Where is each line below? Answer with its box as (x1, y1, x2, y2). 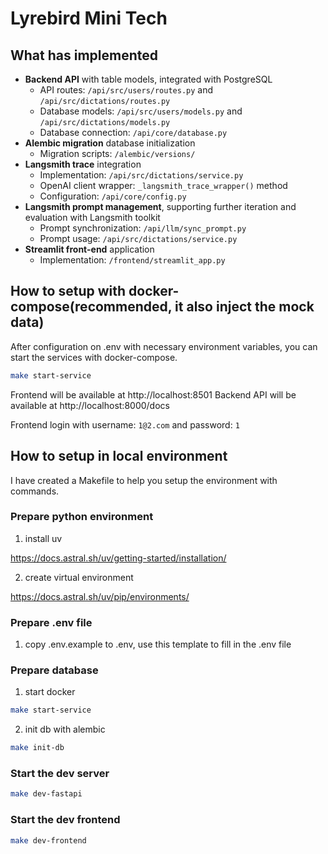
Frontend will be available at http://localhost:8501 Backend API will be (10, 388, 297, 401)
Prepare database (10, 663, 99, 677)
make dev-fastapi (10, 789, 83, 799)
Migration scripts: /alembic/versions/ (39, 148, 196, 159)
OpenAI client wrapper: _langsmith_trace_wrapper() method (39, 180, 288, 191)
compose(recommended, (10, 298, 173, 316)
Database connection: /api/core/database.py (39, 127, 228, 138)
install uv (24, 532, 63, 544)
